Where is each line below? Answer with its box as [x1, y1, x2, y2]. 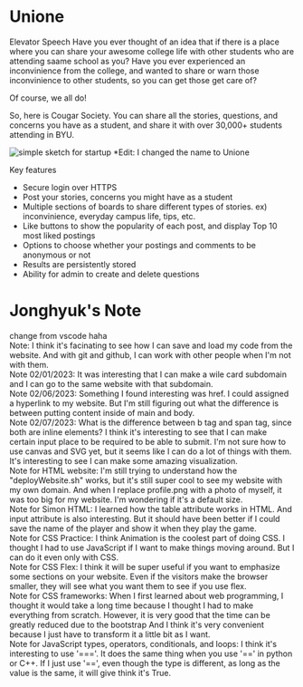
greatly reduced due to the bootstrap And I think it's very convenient [9, 619, 265, 630]
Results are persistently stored [22, 258, 137, 269]
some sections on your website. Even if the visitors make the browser [9, 571, 269, 582]
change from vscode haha [9, 330, 108, 341]
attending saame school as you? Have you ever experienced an [9, 55, 246, 66]
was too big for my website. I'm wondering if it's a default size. [9, 494, 243, 505]
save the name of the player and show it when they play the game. [9, 523, 257, 534]
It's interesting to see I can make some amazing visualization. [9, 455, 238, 466]
